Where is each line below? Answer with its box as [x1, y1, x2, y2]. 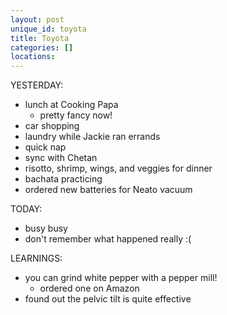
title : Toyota [10, 33, 70, 43]
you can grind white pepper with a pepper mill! [24, 272, 218, 284]
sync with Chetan [24, 152, 98, 164]
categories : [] [10, 42, 74, 53]
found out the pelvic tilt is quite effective [24, 293, 192, 305]
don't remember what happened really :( [24, 233, 192, 245]
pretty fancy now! [39, 109, 113, 121]
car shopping [24, 120, 80, 132]
